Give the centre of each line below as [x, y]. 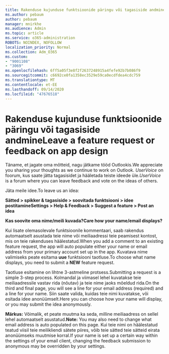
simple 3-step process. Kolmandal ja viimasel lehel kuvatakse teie [73, 278]
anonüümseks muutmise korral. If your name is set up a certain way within [81, 335]
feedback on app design [57, 151]
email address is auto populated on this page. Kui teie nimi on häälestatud [81, 325]
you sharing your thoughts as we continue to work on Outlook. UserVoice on [84, 170]
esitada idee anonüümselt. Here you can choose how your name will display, [84, 299]
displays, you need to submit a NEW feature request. [60, 262]
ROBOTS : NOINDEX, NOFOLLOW [33, 43]
